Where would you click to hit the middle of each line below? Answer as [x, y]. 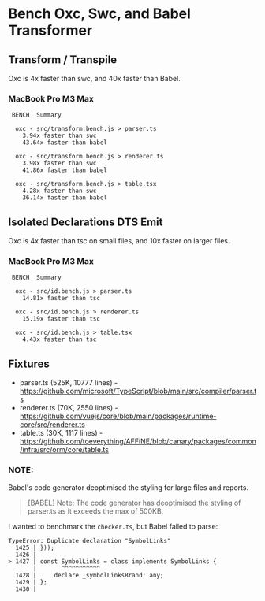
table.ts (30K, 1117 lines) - [61, 433]
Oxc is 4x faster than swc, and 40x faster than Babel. [95, 78]
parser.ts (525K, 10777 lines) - [69, 383]
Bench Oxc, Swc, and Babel [100, 14]
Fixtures [29, 364]
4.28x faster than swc [60, 191]
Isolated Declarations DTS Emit [86, 222]
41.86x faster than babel [65, 170]
